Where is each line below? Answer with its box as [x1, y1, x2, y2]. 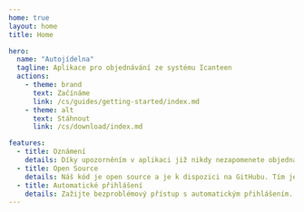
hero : [8, 46, 29, 55]
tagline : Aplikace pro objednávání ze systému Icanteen [16, 63, 232, 72]
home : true [8, 13, 50, 23]
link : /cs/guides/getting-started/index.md [32, 97, 201, 106]
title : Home [8, 30, 54, 39]
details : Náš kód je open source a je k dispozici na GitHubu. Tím [25, 172, 285, 181]
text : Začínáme [32, 88, 91, 98]
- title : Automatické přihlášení [16, 180, 143, 190]
